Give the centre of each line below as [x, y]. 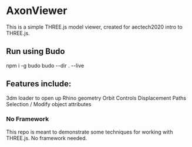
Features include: [39, 84]
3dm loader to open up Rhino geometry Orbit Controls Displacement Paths [96, 98]
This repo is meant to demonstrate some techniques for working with [90, 132]
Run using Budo [36, 52]
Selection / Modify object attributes [49, 104]
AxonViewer [37, 11]
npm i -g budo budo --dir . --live [45, 65]
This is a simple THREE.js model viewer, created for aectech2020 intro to [95, 27]
